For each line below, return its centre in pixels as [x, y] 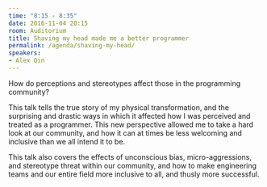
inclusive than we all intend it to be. [67, 141]
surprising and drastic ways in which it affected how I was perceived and [129, 116]
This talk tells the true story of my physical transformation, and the [119, 107]
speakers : [25, 53]
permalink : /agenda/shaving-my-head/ [72, 46]
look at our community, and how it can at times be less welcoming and [125, 132]
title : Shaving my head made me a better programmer [99, 38]
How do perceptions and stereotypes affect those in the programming [125, 83]
